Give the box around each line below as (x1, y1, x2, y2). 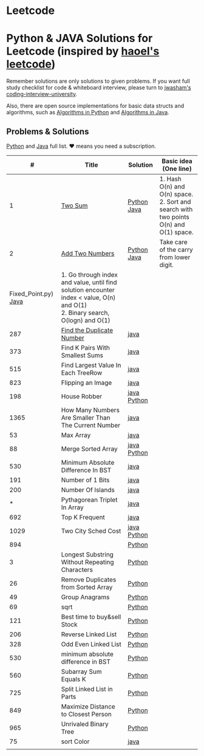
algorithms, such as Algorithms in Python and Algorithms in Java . (6, 109, 169, 116)
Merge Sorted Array (61, 445, 118, 453)
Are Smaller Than (61, 413, 110, 421)
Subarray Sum (61, 667, 102, 676)
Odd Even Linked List (61, 640, 121, 648)
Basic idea (161, 156, 192, 165)
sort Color (61, 737, 90, 746)
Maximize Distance (61, 702, 115, 710)
